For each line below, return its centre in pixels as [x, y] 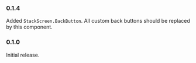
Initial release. [23, 55]
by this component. [29, 27]
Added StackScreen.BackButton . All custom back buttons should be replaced [98, 21]
